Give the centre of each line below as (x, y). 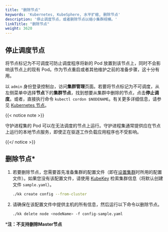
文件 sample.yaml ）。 (33, 184)
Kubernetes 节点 (28, 105)
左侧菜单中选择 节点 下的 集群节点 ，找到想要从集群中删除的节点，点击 (75, 92)
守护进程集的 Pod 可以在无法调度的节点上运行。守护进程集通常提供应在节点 (83, 126)
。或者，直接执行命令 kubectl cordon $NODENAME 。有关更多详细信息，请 (83, 99)
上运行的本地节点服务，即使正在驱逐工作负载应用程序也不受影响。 (73, 132)
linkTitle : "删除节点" (27, 24)
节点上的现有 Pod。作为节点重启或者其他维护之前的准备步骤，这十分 (85, 69)
